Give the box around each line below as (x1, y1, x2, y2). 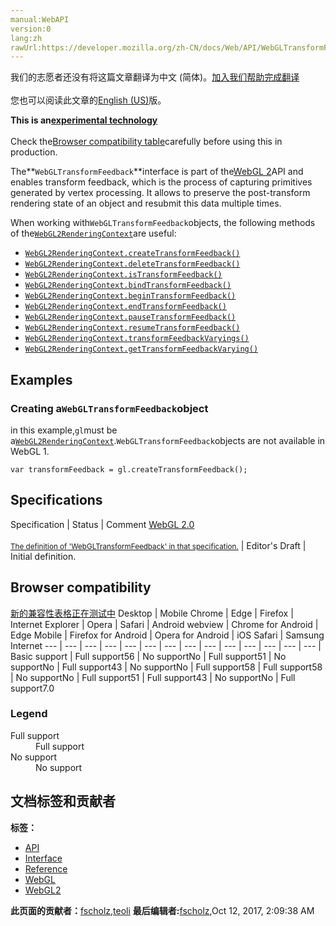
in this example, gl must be (10, 424, 118, 436)
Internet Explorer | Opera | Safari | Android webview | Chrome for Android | (10, 618, 319, 630)
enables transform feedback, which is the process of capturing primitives (10, 176, 313, 188)
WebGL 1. (10, 445, 50, 457)
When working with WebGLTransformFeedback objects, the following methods (10, 217, 316, 229)
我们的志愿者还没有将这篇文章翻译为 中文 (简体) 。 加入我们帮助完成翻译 (10, 71, 300, 83)
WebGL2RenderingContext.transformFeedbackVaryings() (24, 334, 250, 344)
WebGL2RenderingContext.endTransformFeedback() (24, 302, 227, 312)
